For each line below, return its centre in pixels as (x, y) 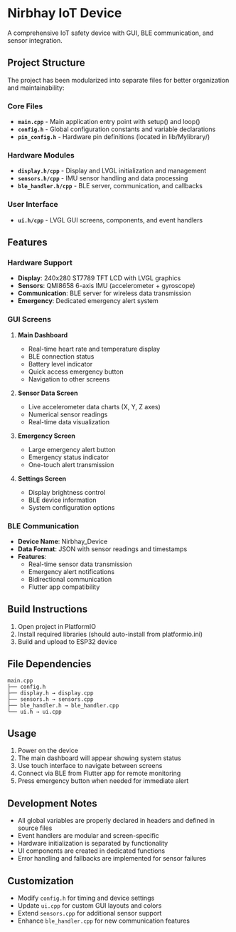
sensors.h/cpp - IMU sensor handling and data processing (103, 178)
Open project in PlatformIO (57, 626)
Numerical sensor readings (68, 414)
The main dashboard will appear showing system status (99, 758)
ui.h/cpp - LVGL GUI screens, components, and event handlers (110, 220)
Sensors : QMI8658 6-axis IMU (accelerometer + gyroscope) (106, 286)
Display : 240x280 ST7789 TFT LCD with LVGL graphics (99, 278)
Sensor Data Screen (48, 393)
